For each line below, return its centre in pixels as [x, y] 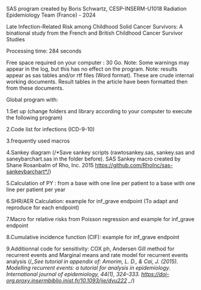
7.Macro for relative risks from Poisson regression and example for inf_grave [100, 219]
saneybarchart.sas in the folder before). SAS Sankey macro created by [94, 159]
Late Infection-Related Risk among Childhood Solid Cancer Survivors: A [94, 27]
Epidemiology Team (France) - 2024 [51, 15]
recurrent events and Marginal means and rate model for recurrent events [97, 255]
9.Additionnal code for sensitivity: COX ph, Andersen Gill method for [91, 249]
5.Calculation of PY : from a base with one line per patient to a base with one [101, 183]
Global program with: [32, 99]
